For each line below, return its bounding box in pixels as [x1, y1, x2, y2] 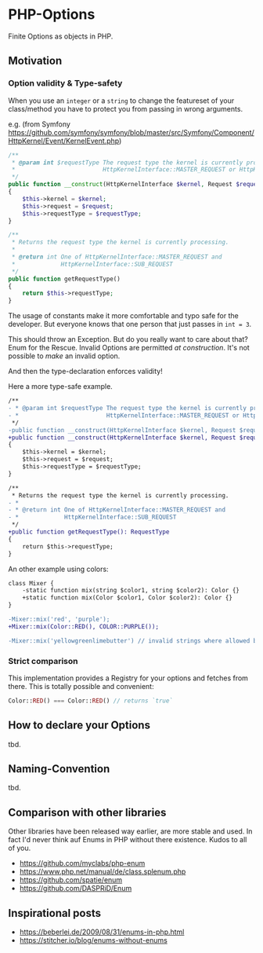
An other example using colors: [8, 564, 109, 574]
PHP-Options [8, 5, 95, 24]
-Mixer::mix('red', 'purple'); [8, 615, 110, 623]
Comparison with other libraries [8, 805, 167, 819]
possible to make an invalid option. [8, 351, 121, 361]
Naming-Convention [8, 762, 110, 775]
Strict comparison [8, 655, 78, 666]
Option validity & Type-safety [8, 78, 123, 89]
